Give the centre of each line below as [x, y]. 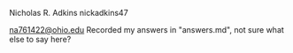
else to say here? [40, 39]
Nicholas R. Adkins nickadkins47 [69, 13]
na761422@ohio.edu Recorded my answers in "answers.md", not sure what [147, 30]
